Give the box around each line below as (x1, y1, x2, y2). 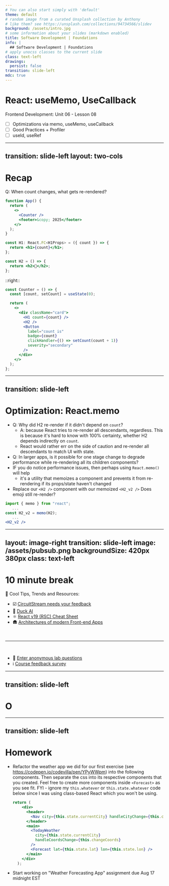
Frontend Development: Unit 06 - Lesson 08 (5, 111, 97, 117)
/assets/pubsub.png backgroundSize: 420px (5, 546, 150, 555)
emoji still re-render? (12, 491, 56, 497)
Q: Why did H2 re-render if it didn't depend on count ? (12, 421, 123, 428)
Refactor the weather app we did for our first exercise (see (12, 764, 134, 770)
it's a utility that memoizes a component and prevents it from (20, 475, 146, 481)
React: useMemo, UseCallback (5, 95, 137, 106)
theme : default (5, 12, 37, 17)
